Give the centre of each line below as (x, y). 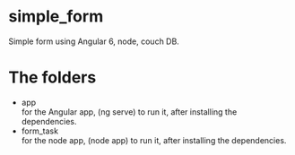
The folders (52, 77)
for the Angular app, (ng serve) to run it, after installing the (129, 112)
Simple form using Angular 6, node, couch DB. (94, 41)
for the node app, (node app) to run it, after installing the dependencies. (154, 140)
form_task (40, 131)
